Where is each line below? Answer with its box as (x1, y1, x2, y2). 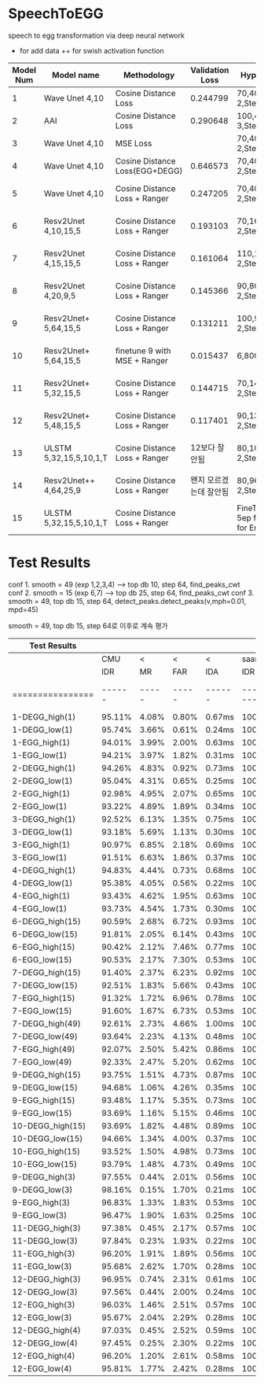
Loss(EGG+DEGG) (115, 165, 183, 176)
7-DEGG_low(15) (12, 980, 79, 991)
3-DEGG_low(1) (12, 826, 73, 837)
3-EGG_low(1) (12, 852, 68, 863)
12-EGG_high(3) (12, 1299, 75, 1310)
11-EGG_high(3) (12, 1248, 75, 1259)
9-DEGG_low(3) (12, 1184, 73, 1195)
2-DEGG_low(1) (12, 775, 73, 786)
